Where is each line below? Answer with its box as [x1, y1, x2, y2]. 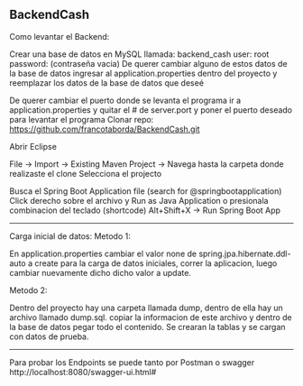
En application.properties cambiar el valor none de [9, 248, 197, 259]
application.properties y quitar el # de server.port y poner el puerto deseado [9, 104, 293, 115]
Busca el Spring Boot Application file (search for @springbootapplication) [9, 185, 282, 197]
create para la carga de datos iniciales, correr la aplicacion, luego [34, 257, 278, 269]
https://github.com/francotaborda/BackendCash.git [9, 124, 200, 134]
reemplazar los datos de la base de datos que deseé [9, 77, 205, 88]
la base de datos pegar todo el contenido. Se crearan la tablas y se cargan [9, 321, 286, 332]
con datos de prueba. [9, 331, 89, 342]
